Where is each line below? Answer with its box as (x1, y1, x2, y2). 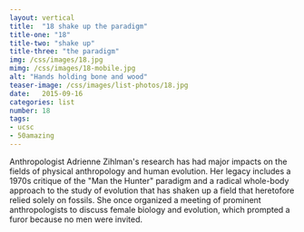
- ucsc (9, 123, 34, 132)
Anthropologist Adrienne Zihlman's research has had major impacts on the (9, 156, 288, 167)
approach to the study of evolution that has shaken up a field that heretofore (9, 185, 295, 196)
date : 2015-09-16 (9, 89, 83, 98)
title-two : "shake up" (9, 38, 95, 48)
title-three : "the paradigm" (9, 47, 120, 56)
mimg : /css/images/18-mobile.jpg (9, 64, 136, 73)
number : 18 (9, 106, 51, 115)
